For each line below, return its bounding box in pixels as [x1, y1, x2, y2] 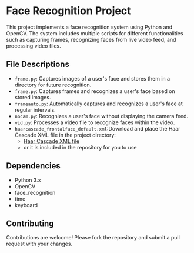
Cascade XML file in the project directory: [14, 131, 116, 138]
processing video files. [6, 42, 62, 49]
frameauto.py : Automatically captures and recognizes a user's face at [14, 100, 183, 107]
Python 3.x [14, 177, 41, 184]
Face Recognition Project [6, 4, 131, 18]
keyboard [14, 201, 38, 208]
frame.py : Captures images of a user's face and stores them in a [14, 75, 170, 82]
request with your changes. [6, 240, 72, 248]
